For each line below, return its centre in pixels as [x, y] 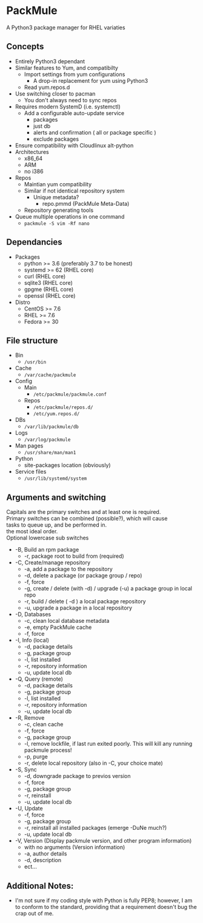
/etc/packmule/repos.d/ [63, 408]
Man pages [29, 446]
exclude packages [56, 139]
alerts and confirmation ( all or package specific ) [95, 132]
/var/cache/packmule [50, 375]
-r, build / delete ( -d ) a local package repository [85, 602]
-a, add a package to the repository [68, 569]
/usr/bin [35, 362]
